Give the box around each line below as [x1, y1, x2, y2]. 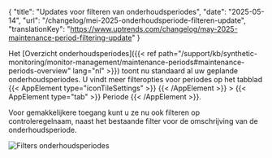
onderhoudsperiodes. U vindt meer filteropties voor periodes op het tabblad [8, 75, 262, 84]
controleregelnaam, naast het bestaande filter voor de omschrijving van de [8, 116, 258, 125]
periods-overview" [8, 66, 71, 76]
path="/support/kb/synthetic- [158, 49, 258, 58]
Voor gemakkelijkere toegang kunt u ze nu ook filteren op [8, 108, 201, 117]
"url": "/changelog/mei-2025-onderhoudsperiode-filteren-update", [23, 15, 246, 25]
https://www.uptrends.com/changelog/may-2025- [70, 24, 238, 33]
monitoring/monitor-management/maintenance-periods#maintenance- [8, 57, 245, 67]
